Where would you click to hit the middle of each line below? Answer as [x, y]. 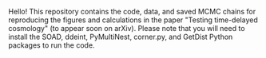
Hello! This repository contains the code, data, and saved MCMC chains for [132, 12]
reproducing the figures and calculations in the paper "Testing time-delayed [133, 20]
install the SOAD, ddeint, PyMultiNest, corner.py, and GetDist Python [121, 37]
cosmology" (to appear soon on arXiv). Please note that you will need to [127, 28]
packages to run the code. [52, 45]
